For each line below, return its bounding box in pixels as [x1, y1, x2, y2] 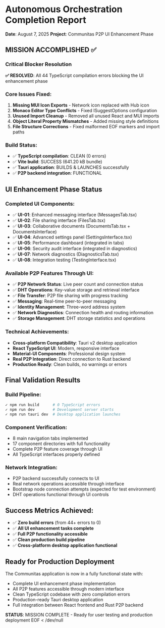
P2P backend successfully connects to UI [12, 475, 99, 481]
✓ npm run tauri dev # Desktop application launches [5, 412, 121, 417]
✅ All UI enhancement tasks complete [12, 525, 94, 532]
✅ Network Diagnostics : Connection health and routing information [12, 310, 154, 316]
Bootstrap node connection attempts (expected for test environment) [12, 486, 156, 492]
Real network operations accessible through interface [12, 481, 125, 487]
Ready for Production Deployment [5, 557, 115, 566]
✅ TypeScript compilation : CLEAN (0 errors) [12, 153, 106, 159]
